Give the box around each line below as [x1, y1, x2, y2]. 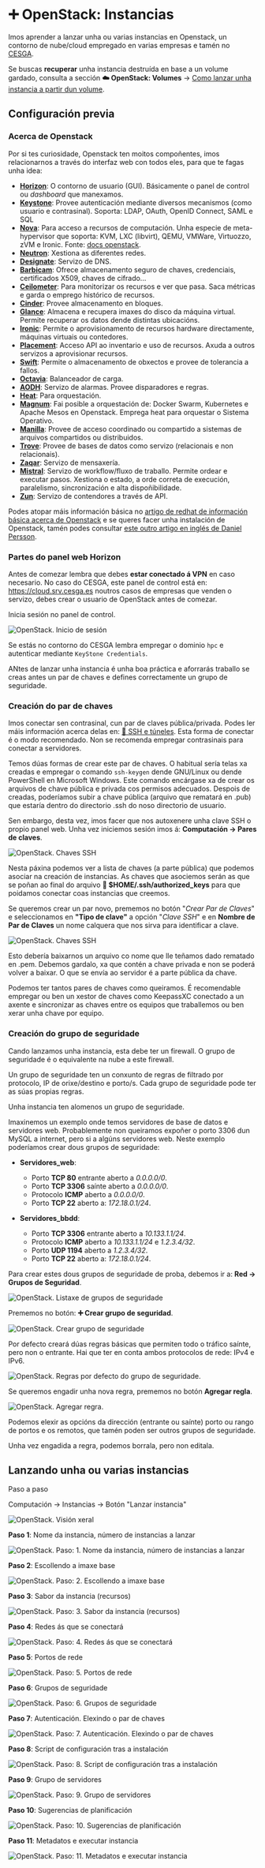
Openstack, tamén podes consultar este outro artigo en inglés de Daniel [8, 523, 242, 533]
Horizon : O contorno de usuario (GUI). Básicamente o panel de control [19, 181, 250, 190]
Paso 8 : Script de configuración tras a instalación [8, 1744, 169, 1754]
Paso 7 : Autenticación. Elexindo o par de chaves [8, 1714, 166, 1724]
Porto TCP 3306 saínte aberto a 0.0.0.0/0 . [31, 1181, 169, 1191]
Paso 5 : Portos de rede [8, 1653, 83, 1662]
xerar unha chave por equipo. [8, 1009, 104, 1018]
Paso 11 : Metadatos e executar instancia [8, 1836, 139, 1846]
